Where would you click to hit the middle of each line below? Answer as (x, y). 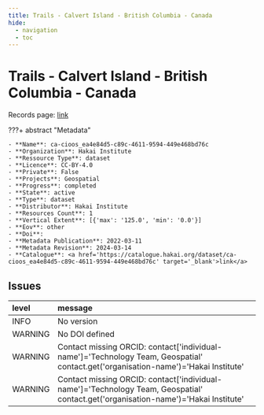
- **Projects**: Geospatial (54, 179)
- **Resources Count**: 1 (50, 213)
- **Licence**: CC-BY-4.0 (50, 165)
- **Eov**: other (37, 228)
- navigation (37, 30)
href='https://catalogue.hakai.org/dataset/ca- (158, 255)
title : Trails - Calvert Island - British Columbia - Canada (110, 15)
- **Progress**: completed (52, 186)
